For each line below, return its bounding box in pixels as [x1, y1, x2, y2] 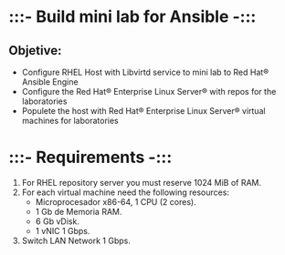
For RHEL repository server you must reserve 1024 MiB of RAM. [21, 177, 262, 188]
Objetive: [8, 43, 62, 58]
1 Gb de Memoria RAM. [35, 206, 122, 217]
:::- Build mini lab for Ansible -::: [8, 6, 257, 27]
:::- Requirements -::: [8, 148, 173, 168]
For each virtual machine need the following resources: [21, 187, 230, 198]
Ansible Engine [21, 76, 79, 87]
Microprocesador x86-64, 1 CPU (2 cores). [35, 196, 197, 207]
